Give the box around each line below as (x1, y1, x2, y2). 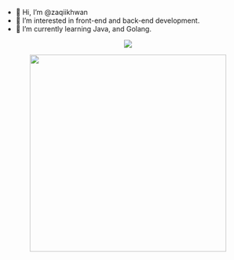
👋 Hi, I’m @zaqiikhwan (15, 8, 89, 17)
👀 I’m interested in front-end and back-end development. (15, 16, 200, 25)
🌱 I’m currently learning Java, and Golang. (15, 24, 152, 33)
